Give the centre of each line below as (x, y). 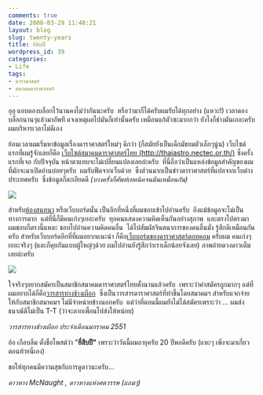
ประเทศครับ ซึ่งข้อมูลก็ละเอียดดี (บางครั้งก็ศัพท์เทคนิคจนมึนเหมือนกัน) (98, 179)
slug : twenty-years (40, 37)
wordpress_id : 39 (37, 52)
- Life (19, 67)
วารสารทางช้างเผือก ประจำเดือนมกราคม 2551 (67, 327)
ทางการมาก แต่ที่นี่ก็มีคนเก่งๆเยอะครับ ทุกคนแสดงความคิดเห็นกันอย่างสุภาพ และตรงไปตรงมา (129, 219)
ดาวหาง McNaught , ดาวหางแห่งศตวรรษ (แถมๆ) (75, 382)
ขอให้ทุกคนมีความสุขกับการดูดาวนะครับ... (61, 367)
